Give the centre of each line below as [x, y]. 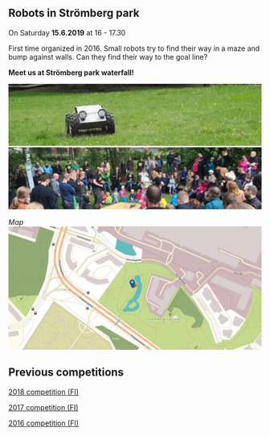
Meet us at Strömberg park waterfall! [71, 73]
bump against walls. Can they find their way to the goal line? [108, 56]
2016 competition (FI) [43, 423]
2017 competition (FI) [43, 407]
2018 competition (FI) [43, 392]
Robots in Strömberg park [74, 13]
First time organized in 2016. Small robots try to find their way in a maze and [134, 48]
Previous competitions [66, 373]
